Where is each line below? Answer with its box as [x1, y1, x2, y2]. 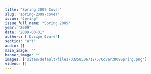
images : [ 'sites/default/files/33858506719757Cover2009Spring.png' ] [5, 57, 147, 62]
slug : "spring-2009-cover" [5, 12, 60, 17]
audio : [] [5, 43, 25, 48]
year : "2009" [5, 25, 32, 30]
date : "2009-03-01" [5, 30, 45, 35]
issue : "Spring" [5, 16, 38, 21]
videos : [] [5, 61, 27, 66]
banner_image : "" [5, 52, 40, 57]
